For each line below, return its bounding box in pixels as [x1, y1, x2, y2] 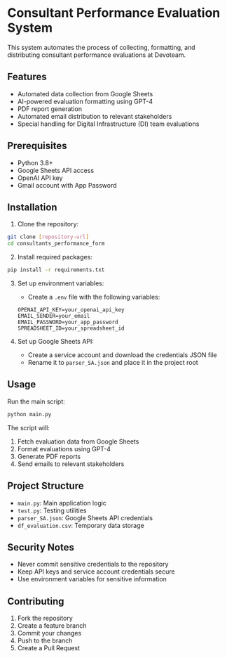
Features [7, 71, 47, 83]
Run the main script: [7, 397, 65, 406]
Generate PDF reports [17, 452, 81, 460]
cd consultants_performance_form [7, 240, 105, 247]
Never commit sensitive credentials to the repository [17, 560, 169, 569]
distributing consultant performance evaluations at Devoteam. [7, 51, 186, 59]
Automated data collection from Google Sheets [17, 89, 153, 98]
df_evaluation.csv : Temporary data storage [17, 521, 145, 529]
